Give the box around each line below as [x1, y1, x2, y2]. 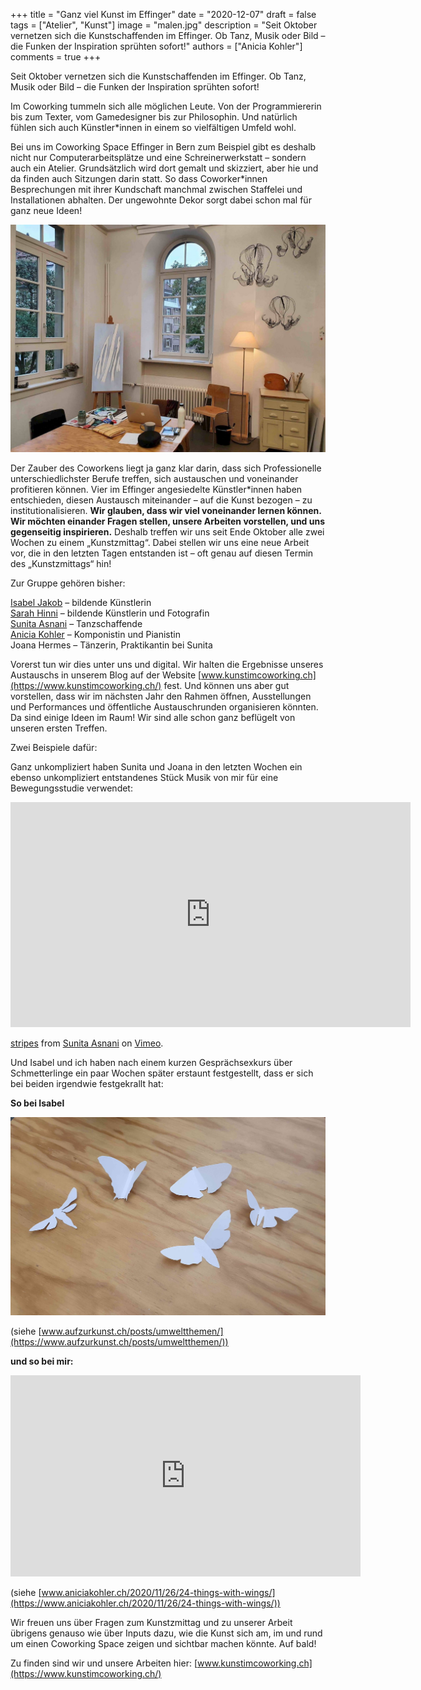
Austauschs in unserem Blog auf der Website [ [10, 669, 202, 681]
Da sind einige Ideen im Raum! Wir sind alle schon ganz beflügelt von [10, 712, 296, 724]
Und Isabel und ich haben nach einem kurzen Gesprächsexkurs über [10, 1057, 293, 1069]
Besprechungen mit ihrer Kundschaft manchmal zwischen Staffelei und [10, 184, 303, 195]
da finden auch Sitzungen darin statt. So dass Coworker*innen [10, 173, 268, 184]
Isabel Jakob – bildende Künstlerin [10, 597, 152, 609]
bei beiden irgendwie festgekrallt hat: [10, 1078, 164, 1090]
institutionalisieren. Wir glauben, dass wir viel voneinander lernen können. [10, 505, 322, 517]
